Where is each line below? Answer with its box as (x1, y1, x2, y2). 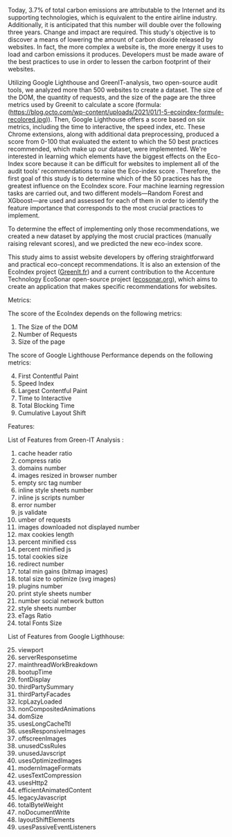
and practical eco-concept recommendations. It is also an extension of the (8, 260, 221, 268)
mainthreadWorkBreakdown (17, 661, 98, 669)
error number (17, 501, 56, 509)
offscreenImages (17, 734, 66, 743)
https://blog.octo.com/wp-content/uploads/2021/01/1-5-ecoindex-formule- (10, 108, 224, 116)
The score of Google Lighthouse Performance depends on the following (8, 351, 213, 359)
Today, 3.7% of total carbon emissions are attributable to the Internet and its (8, 6, 226, 14)
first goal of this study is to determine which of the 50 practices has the (8, 174, 212, 183)
